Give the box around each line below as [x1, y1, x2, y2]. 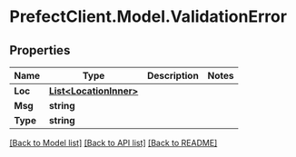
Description [146, 70, 200, 82]
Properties [9, 43, 71, 58]
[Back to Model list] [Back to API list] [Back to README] [9, 138, 218, 148]
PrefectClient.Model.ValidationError [9, 6, 288, 27]
